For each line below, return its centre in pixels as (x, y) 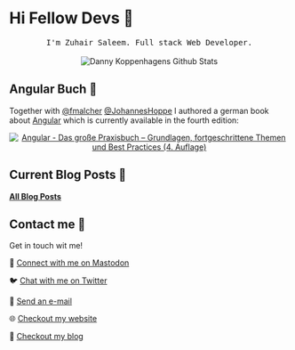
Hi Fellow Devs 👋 (72, 18)
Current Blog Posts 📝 (68, 175)
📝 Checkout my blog (47, 337)
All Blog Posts (36, 196)
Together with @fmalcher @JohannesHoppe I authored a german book (139, 110)
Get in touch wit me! (46, 246)
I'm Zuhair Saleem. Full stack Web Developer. (149, 42)
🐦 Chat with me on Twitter (58, 281)
